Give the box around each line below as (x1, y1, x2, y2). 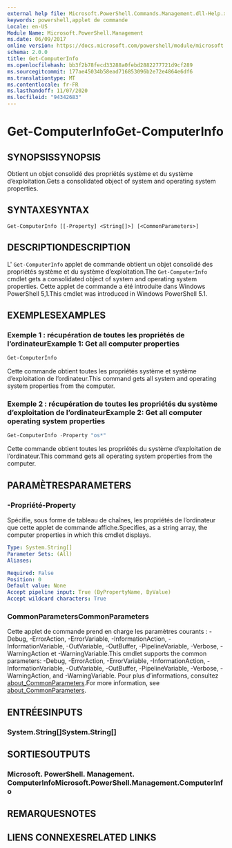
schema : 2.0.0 (7, 49, 48, 56)
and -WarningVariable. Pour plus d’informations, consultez (52, 671, 219, 680)
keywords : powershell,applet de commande (7, 17, 128, 24)
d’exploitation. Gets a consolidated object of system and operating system (7, 177, 216, 185)
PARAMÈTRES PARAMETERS (7, 479, 132, 491)
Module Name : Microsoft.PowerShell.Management (7, 29, 144, 37)
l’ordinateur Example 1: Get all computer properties (7, 339, 180, 348)
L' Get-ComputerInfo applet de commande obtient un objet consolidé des (7, 260, 213, 268)
